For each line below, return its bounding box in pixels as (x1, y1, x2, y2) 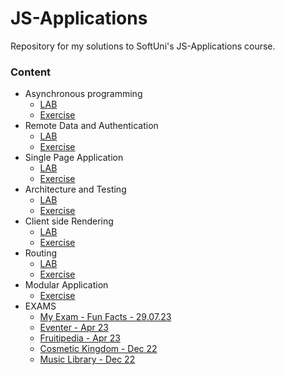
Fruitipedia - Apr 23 (39, 332, 121, 344)
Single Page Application (24, 152, 124, 164)
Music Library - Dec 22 (39, 353, 136, 366)
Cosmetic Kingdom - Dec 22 (39, 343, 158, 355)
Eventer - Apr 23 (39, 322, 109, 334)
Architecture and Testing (24, 183, 127, 196)
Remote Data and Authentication (24, 120, 159, 132)
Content (10, 65, 52, 79)
